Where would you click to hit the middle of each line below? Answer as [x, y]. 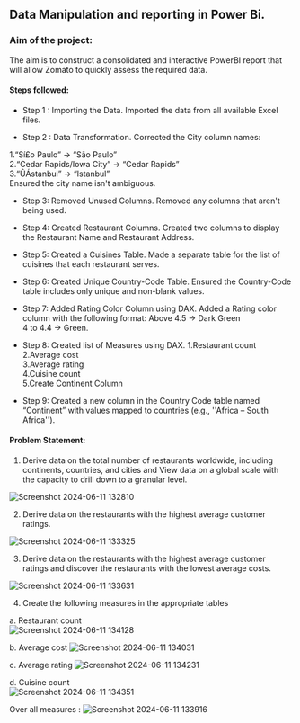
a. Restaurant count [46, 620]
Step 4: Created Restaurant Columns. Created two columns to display [151, 228]
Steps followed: [39, 90]
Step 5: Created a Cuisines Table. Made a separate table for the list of [151, 254]
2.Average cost [50, 354]
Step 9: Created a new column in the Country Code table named [141, 400]
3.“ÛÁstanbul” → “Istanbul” [60, 174]
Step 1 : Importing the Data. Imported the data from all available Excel [150, 110]
